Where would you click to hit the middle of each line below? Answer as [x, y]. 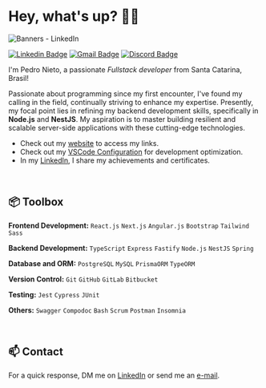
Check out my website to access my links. [89, 143]
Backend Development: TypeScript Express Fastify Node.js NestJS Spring [131, 248]
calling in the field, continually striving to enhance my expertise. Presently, [131, 102]
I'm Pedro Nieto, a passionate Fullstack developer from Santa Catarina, [125, 69]
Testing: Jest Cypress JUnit [54, 294]
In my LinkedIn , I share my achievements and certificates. [115, 160]
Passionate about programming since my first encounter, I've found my [125, 93]
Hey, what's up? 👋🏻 [74, 16]
